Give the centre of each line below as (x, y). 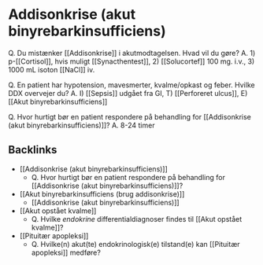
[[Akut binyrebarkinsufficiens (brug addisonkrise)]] (102, 193)
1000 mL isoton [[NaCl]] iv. (52, 69)
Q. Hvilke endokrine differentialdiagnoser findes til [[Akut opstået (137, 219)
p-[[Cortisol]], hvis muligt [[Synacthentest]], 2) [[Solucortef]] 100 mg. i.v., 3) (131, 61)
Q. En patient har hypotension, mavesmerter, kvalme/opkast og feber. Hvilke (131, 85)
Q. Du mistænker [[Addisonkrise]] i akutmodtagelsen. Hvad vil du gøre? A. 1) (132, 53)
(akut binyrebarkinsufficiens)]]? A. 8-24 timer (81, 125)
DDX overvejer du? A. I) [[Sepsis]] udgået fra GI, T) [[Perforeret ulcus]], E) (128, 93)
